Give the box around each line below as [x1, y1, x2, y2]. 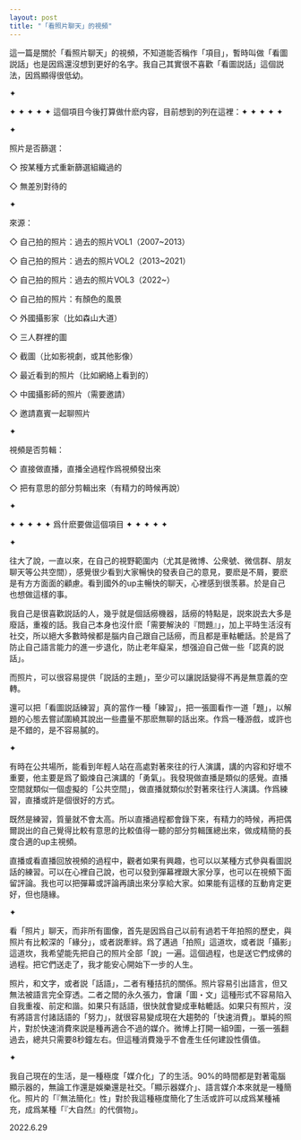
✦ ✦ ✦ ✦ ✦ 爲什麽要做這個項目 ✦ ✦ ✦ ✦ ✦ [9, 518, 168, 529]
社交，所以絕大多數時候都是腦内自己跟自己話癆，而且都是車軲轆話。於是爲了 [9, 630, 292, 641]
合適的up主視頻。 [16, 836, 82, 847]
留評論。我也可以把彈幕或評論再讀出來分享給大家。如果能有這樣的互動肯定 [9, 877, 284, 888]
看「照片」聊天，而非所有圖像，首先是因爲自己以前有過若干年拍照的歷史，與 [9, 925, 292, 935]
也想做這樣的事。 [9, 588, 73, 599]
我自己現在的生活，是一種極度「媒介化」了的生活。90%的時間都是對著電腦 [9, 1070, 287, 1081]
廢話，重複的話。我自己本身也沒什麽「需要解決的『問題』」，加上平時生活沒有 [9, 619, 292, 630]
